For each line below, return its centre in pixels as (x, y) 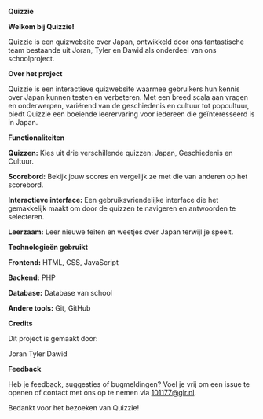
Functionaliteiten (37, 138)
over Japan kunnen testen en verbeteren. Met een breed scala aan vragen (128, 97)
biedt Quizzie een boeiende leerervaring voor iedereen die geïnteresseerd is (131, 114)
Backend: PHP (32, 277)
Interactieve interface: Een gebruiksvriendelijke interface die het (113, 200)
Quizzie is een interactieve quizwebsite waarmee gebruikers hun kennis (124, 89)
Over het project (35, 74)
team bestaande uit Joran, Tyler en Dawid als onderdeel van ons (112, 50)
